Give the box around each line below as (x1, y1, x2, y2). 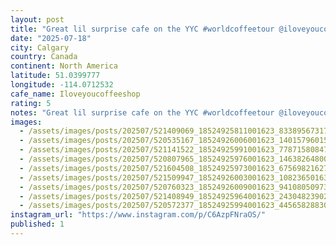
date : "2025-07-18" (10, 33, 92, 43)
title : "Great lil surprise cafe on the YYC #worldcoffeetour (10, 24, 275, 34)
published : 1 (10, 219, 65, 230)
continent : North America (10, 61, 118, 71)
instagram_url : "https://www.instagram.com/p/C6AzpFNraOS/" (10, 210, 267, 220)
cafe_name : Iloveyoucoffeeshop (10, 89, 141, 99)
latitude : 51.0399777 (10, 71, 101, 81)
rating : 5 (10, 98, 52, 108)
